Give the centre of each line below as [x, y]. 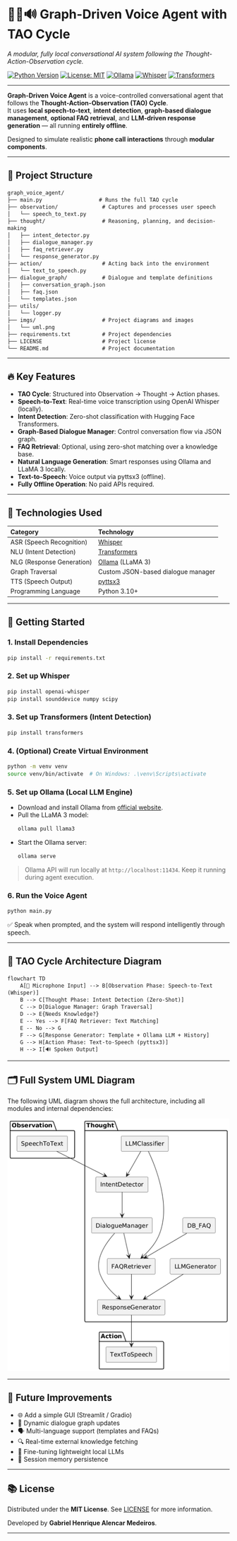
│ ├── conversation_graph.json [56, 284]
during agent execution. [59, 877]
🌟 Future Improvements [60, 1398]
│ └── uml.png [31, 327]
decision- [202, 221]
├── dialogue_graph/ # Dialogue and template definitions [110, 277]
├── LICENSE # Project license [82, 341]
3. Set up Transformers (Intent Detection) [79, 717]
